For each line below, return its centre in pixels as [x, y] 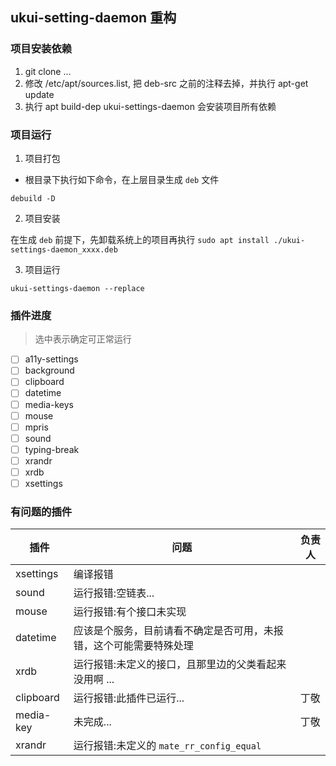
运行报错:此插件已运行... [129, 698]
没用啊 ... [94, 680]
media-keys [49, 404]
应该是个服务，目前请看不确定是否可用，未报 [178, 631]
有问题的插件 [41, 511]
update [39, 94]
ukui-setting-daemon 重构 [93, 18]
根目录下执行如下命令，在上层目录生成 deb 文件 [122, 179]
